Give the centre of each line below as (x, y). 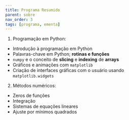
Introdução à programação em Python (52, 49)
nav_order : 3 (19, 19)
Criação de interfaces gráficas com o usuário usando (68, 70)
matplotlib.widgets (33, 76)
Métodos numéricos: (34, 86)
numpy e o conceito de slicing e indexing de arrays (66, 60)
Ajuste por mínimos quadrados (45, 112)
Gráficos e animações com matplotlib (53, 65)
